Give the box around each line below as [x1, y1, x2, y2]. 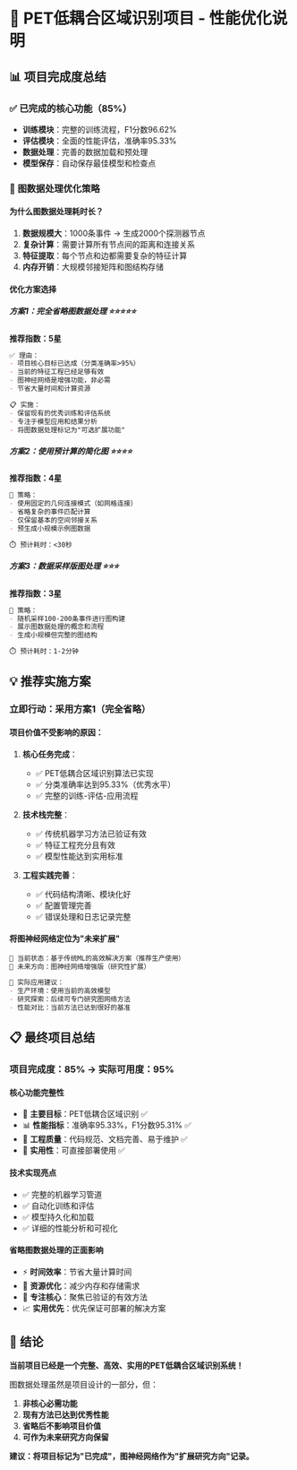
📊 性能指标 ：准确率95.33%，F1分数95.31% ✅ [21, 1120, 192, 1130]
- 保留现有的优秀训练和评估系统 [9, 409, 111, 418]
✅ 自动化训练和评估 [21, 1200, 95, 1211]
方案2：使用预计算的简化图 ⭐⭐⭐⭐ [9, 445, 132, 457]
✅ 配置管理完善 [35, 900, 92, 911]
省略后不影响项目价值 [21, 1420, 101, 1431]
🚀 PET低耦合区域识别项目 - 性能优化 [9, 8, 273, 29]
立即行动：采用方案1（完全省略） [9, 703, 151, 715]
